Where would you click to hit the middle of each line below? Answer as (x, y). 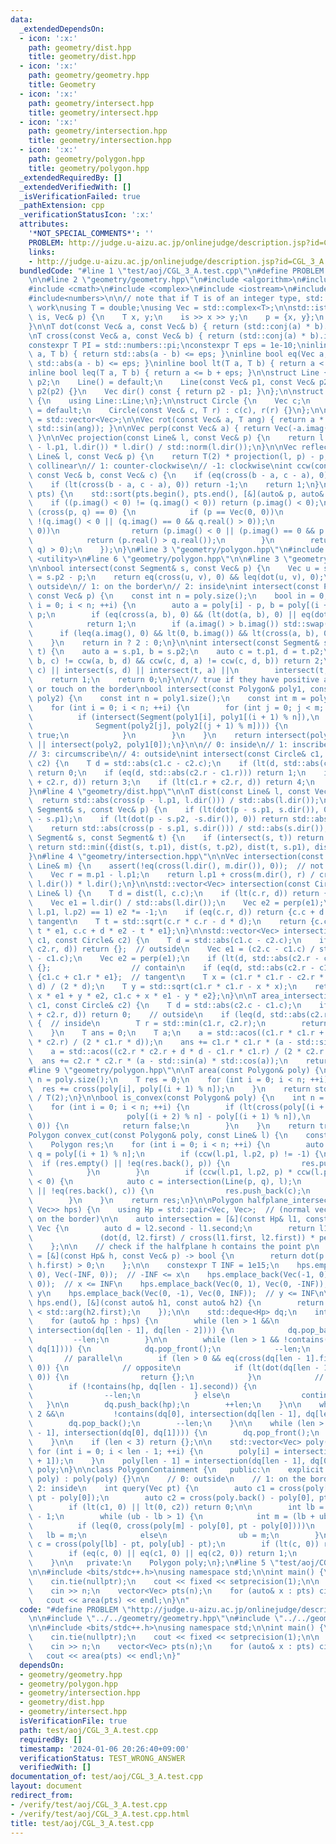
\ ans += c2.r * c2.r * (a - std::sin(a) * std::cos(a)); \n (158, 1061)
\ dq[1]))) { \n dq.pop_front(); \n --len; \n (169, 1349)
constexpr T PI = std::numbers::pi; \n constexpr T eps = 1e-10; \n (167, 345)
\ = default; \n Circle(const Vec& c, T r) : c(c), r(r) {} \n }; (169, 410)
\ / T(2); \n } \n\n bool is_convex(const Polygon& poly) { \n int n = (176, 1098)
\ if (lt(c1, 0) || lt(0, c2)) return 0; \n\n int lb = (176, 1507)
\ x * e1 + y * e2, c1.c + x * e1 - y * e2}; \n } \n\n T (142, 996)
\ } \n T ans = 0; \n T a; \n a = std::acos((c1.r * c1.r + (176, 1033)
